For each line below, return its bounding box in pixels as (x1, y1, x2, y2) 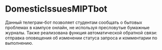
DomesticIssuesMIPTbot (5, 3, 107, 15)
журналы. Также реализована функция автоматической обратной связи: (5, 30, 158, 35)
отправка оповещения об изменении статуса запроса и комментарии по (5, 35, 158, 41)
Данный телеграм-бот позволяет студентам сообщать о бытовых (5, 19, 142, 25)
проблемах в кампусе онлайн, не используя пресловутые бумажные (5, 24, 150, 30)
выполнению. (5, 40, 33, 46)
